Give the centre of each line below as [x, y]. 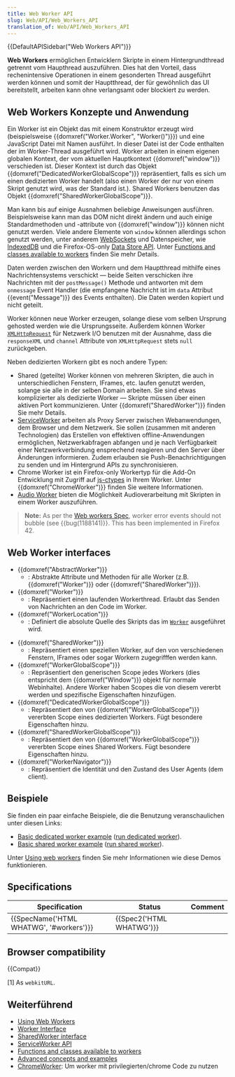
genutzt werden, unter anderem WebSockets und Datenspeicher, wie [107, 240]
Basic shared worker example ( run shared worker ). [91, 844]
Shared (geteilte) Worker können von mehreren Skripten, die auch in [116, 376]
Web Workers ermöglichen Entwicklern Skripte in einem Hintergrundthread [116, 60]
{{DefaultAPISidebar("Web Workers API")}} [69, 47]
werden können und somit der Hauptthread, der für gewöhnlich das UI [108, 83]
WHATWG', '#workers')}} [52, 927]
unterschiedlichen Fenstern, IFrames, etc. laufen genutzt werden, [111, 383]
